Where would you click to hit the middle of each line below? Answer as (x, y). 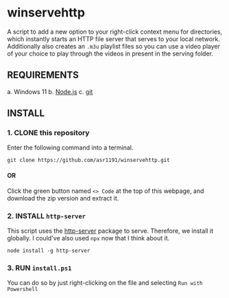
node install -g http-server (49, 251)
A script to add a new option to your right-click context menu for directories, (115, 32)
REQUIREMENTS (43, 75)
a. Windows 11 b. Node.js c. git (50, 91)
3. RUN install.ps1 (39, 268)
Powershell (23, 290)
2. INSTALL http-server (46, 216)
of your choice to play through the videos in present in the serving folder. (110, 54)
